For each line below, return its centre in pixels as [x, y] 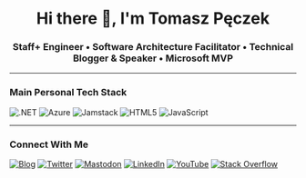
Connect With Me [49, 144]
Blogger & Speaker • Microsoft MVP [153, 58]
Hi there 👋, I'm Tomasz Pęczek [153, 19]
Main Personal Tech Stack [68, 93]
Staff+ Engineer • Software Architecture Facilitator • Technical [153, 47]
